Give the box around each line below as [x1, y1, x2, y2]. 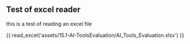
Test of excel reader [6, 5, 81, 15]
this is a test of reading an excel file [6, 20, 92, 27]
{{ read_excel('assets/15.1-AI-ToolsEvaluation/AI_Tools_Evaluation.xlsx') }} [6, 32, 185, 39]
